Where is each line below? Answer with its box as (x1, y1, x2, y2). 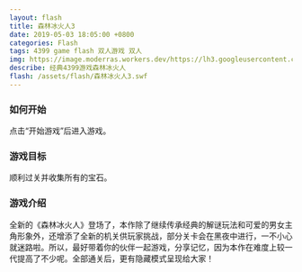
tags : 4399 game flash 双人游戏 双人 (9, 47, 143, 56)
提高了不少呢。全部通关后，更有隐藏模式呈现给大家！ (16, 253, 214, 264)
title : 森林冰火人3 (9, 22, 75, 31)
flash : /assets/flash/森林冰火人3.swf (9, 72, 148, 81)
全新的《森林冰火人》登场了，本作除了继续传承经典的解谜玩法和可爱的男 (9, 219, 277, 230)
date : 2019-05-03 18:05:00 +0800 (9, 30, 135, 39)
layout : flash (9, 13, 63, 23)
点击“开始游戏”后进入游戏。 (9, 125, 111, 136)
